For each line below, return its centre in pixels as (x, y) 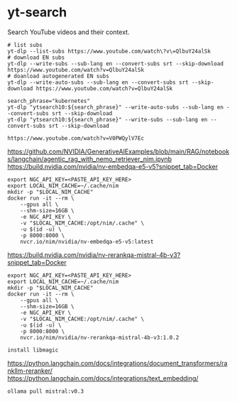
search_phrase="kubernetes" (49, 101)
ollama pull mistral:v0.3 (45, 391)
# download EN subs (36, 58)
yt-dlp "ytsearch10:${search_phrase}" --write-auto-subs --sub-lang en (115, 107)
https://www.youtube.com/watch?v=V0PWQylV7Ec (76, 138)
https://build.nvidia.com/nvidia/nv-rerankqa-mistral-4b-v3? (94, 255)
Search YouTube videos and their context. (68, 32)
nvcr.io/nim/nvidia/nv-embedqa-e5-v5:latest (87, 241)
